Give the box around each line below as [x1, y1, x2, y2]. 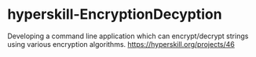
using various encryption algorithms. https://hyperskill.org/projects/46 [7, 39, 235, 48]
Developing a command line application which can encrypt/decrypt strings [7, 31, 249, 41]
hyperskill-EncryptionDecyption [7, 5, 222, 23]
